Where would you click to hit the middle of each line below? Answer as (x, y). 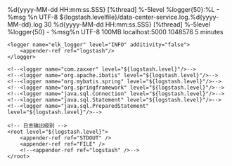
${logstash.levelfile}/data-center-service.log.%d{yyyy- (139, 17)
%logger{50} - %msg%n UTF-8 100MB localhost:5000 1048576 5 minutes (115, 32)
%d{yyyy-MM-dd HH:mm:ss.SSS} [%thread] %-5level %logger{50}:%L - (114, 9)
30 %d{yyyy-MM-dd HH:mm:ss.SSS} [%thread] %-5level (127, 25)
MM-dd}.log (25, 25)
